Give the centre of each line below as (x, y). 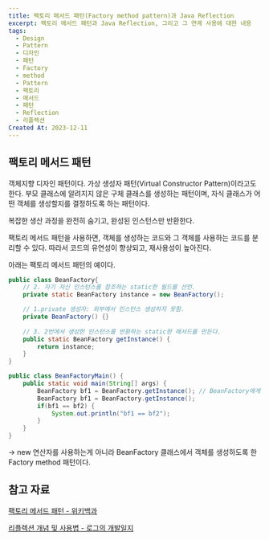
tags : (17, 31)
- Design (30, 38)
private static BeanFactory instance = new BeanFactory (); (124, 295)
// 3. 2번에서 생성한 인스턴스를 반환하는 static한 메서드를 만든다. (122, 331)
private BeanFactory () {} (66, 317)
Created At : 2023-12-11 (48, 128)
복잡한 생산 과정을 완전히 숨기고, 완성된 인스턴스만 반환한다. (102, 220)
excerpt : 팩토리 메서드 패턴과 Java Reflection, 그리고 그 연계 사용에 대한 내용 (130, 23)
